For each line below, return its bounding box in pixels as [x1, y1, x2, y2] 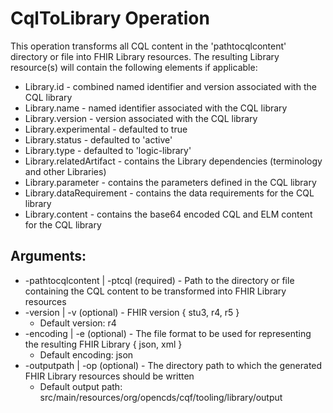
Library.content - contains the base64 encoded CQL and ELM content [24, 208, 313, 220]
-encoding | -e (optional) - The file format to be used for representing [24, 327, 312, 339]
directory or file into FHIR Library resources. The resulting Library [10, 50, 280, 62]
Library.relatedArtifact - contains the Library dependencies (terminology [24, 155, 323, 167]
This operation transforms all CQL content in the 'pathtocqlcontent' [10, 40, 287, 52]
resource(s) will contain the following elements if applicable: [10, 61, 258, 73]
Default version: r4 [39, 317, 117, 329]
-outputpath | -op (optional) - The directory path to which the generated [24, 359, 323, 371]
